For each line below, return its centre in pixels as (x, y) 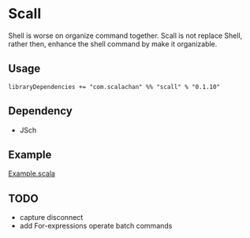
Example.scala (32, 173)
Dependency (40, 111)
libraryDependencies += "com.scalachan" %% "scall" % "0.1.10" (114, 87)
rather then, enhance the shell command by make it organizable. (113, 43)
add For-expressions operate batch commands (96, 226)
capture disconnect (51, 218)
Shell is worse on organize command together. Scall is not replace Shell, (125, 35)
